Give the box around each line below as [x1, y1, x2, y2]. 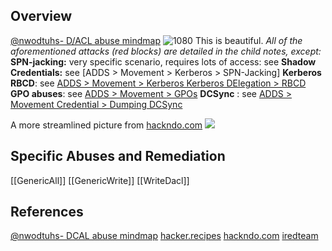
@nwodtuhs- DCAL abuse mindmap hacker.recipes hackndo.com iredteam [10, 230, 319, 242]
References [10, 204, 84, 221]
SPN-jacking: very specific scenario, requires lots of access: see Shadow [10, 55, 317, 68]
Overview [10, 8, 73, 25]
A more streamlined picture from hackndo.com [10, 119, 203, 131]
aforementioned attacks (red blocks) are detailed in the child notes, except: [10, 45, 322, 57]
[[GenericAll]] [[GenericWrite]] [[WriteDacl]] [10, 174, 190, 186]
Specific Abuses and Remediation [10, 148, 226, 165]
